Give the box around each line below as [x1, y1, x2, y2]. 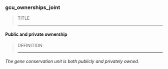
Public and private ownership [5, 31, 67, 37]
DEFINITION [17, 42, 42, 48]
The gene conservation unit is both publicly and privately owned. [5, 59, 139, 65]
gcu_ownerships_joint [5, 4, 60, 11]
